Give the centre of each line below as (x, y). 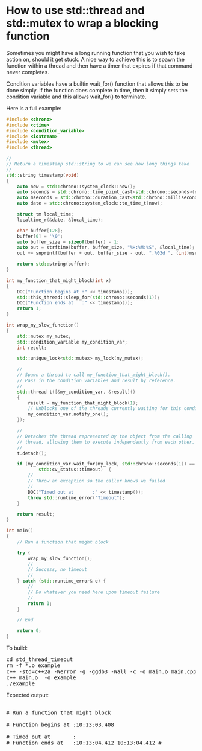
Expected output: (28, 695)
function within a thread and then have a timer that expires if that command (99, 66)
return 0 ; (29, 631)
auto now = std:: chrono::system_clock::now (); (76, 187)
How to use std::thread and (75, 11)
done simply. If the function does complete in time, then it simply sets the (97, 90)
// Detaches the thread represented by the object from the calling (105, 436)
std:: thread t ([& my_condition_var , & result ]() (76, 392)
